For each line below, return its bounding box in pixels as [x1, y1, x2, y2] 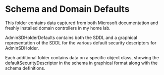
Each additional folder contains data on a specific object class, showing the [5, 54, 160, 60]
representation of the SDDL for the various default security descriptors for [5, 39, 157, 45]
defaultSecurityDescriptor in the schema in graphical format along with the [5, 60, 158, 66]
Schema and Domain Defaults [5, 3, 130, 15]
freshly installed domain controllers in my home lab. [5, 25, 110, 31]
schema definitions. [5, 65, 46, 71]
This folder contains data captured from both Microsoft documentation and [5, 20, 159, 26]
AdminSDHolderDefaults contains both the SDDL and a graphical [5, 35, 138, 40]
